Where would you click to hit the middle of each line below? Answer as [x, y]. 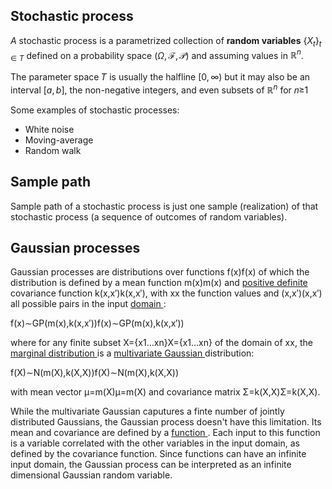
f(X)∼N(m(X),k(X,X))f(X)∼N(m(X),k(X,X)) [95, 373]
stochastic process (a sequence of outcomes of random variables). [149, 216]
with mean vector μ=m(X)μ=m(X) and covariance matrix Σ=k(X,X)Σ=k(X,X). [165, 392]
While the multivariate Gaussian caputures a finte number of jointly [147, 411]
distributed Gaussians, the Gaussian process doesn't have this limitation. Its [166, 422]
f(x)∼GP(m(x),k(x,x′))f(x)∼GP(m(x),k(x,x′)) [97, 323]
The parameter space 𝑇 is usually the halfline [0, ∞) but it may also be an [160, 77]
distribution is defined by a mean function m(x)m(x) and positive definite [159, 283]
